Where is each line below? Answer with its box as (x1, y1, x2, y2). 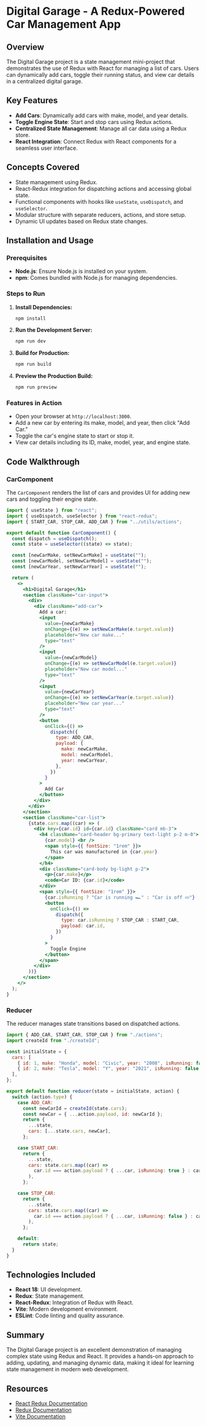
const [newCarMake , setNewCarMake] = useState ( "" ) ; (12, 552, 147, 559)
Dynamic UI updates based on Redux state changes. (15, 217, 148, 225)
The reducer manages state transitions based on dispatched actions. (6, 1020, 180, 1028)
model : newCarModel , (61, 752, 114, 758)
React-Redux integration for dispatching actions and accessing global (15, 185, 192, 192)
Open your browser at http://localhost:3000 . (15, 413, 132, 420)
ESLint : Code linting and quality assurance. (15, 1312, 124, 1319)
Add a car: (39, 609, 67, 615)
